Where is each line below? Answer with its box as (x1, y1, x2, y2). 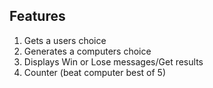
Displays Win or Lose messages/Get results (23, 55, 204, 68)
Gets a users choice (23, 34, 107, 46)
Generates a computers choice (23, 45, 152, 57)
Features (9, 8, 66, 25)
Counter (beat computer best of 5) (23, 66, 167, 78)
